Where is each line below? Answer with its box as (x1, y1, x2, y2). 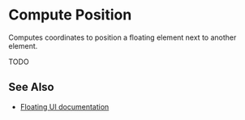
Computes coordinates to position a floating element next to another (8, 32, 237, 42)
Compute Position (8, 6, 132, 24)
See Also (8, 80, 54, 94)
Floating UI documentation (19, 101, 110, 111)
